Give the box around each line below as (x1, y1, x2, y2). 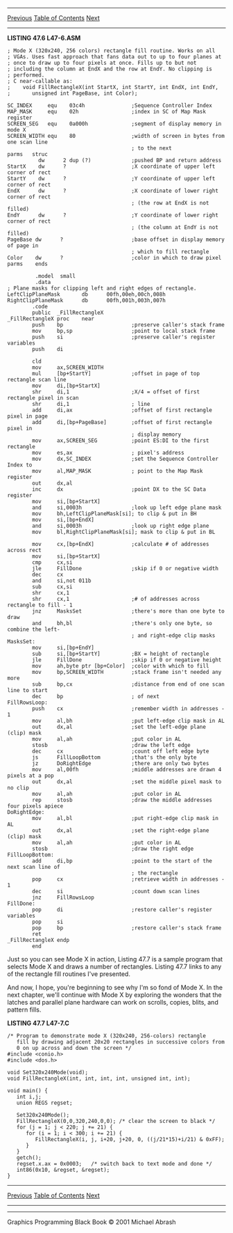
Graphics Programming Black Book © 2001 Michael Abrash (7, 1218, 176, 1226)
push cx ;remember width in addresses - (32, 705, 225, 712)
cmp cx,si (32, 559, 73, 566)
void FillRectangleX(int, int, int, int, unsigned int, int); (7, 1075, 191, 1082)
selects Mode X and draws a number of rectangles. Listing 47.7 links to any (7, 962, 222, 971)
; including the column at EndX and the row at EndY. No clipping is (7, 65, 213, 72)
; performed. (7, 72, 45, 79)
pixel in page (7, 413, 49, 420)
